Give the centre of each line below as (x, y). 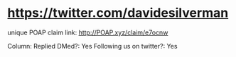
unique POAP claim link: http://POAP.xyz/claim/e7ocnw (88, 32)
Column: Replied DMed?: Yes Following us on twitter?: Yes (92, 46)
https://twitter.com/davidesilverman (118, 13)
